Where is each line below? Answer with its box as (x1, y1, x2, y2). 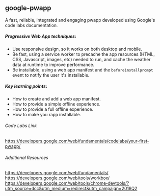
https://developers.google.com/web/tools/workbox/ (5, 175, 110, 181)
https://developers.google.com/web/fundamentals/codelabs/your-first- (5, 138, 150, 144)
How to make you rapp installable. (12, 111, 81, 117)
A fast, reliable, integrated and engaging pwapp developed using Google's (5, 17, 156, 23)
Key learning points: (5, 83, 48, 89)
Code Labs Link (5, 123, 37, 129)
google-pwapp (5, 4, 52, 12)
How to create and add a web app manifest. (12, 96, 101, 101)
